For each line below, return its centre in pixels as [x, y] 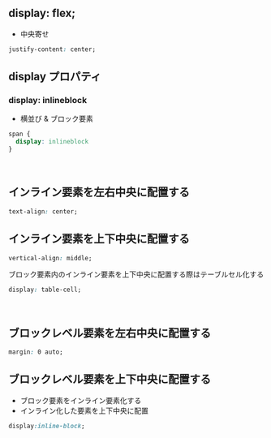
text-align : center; [43, 211]
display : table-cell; [45, 290]
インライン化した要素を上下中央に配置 [84, 410]
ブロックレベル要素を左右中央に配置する [110, 333]
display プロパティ [55, 77]
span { [19, 134]
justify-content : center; [52, 49]
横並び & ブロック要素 [56, 119]
